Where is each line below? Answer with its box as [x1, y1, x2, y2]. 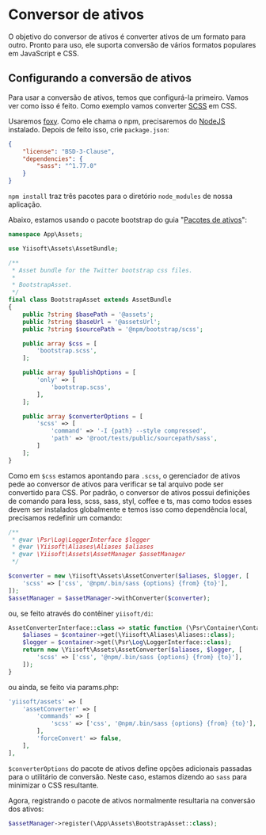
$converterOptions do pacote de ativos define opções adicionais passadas [8, 763, 252, 773]
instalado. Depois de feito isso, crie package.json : [8, 124, 169, 134]
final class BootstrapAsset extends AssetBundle [8, 295, 172, 304]
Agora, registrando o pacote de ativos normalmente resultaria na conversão [8, 795, 256, 805]
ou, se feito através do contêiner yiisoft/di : [8, 608, 154, 618]
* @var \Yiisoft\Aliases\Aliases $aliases [11, 543, 154, 551]
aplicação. [8, 200, 42, 209]
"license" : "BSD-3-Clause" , [22, 147, 115, 155]
